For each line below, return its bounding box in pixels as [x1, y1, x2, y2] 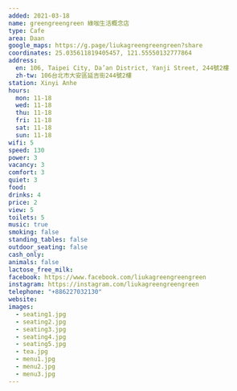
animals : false [8, 258, 59, 266]
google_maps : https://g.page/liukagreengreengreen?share [8, 42, 203, 50]
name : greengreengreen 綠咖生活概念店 [8, 19, 130, 27]
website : [8, 295, 38, 303]
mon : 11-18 [15, 94, 52, 102]
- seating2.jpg [15, 318, 67, 326]
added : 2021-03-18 [8, 11, 70, 20]
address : [8, 57, 38, 65]
